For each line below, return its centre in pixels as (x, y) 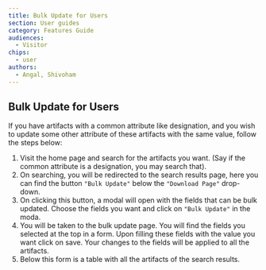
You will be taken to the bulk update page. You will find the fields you (133, 226)
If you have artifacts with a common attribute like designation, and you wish (132, 126)
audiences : (26, 38)
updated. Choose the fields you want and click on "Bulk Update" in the (135, 209)
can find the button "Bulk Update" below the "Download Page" (120, 183)
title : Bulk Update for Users (58, 15)
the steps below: (35, 143)
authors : (23, 67)
